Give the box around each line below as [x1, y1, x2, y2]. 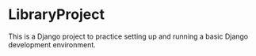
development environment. [8, 39, 97, 49]
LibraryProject [8, 6, 105, 24]
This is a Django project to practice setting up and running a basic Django [8, 32, 249, 41]
